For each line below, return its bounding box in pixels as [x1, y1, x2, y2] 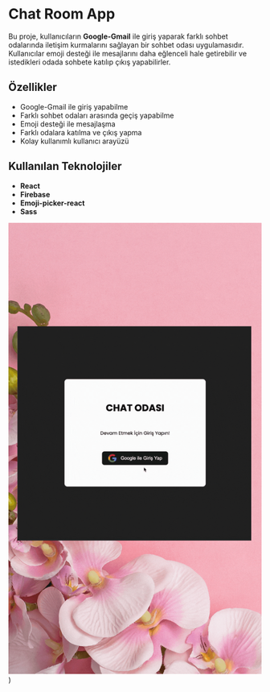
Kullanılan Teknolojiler [8, 160, 122, 173]
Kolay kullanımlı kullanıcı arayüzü [19, 136, 129, 146]
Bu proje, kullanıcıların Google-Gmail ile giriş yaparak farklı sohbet [8, 31, 229, 41]
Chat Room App [8, 5, 116, 23]
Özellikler [8, 81, 58, 94]
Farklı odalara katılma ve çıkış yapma [19, 127, 142, 137]
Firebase [19, 189, 51, 199]
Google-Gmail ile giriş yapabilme [19, 102, 129, 111]
